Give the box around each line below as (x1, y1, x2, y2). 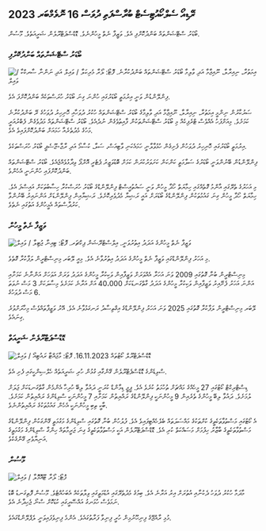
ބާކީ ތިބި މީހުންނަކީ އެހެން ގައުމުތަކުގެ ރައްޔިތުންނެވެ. (8, 400, 108, 410)
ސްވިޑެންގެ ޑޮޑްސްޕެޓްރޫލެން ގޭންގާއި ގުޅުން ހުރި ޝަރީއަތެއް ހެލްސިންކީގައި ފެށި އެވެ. (8, 366, 168, 376)
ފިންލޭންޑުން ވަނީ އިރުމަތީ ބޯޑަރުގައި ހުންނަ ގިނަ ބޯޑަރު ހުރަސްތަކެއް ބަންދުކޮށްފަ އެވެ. (8, 92, 170, 101)
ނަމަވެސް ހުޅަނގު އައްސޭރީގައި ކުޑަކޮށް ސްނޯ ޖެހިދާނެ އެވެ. (8, 497, 120, 506)
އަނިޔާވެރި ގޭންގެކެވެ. (8, 434, 48, 444)
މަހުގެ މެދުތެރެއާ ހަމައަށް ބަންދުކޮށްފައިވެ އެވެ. (8, 126, 93, 136)
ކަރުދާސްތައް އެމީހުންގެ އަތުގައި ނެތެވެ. (8, 200, 81, 210)
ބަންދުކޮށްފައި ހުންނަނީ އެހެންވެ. (8, 166, 72, 176)
